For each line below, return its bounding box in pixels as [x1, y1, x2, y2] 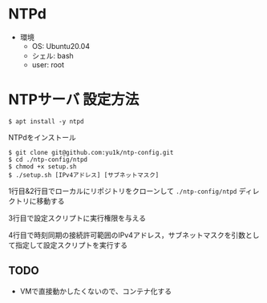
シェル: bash [31, 50, 74, 60]
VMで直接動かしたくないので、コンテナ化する [19, 286, 172, 296]
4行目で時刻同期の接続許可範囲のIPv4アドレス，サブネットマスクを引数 [8, 230, 246, 240]
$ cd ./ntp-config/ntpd [8, 156, 88, 164]
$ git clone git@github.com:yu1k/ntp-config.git [8, 148, 174, 156]
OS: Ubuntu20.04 [31, 41, 91, 50]
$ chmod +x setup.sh [8, 162, 78, 171]
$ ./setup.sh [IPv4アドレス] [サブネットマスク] [8, 171, 160, 179]
